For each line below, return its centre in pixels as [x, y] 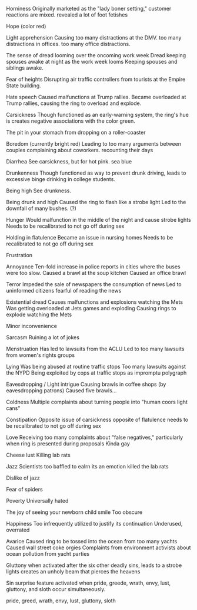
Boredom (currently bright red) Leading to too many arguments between [94, 144]
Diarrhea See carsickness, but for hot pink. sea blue [69, 161]
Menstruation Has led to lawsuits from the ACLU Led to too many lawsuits [95, 349]
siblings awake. [25, 68]
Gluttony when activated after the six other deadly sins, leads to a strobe [94, 565]
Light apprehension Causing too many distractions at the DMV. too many [94, 37]
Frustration [19, 255]
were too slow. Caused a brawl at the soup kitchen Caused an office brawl [96, 273]
